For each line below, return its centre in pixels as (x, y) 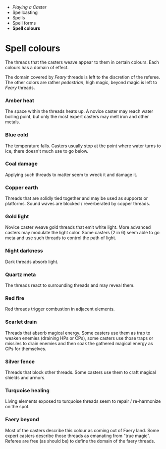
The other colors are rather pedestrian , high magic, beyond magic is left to (81, 82)
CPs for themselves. (26, 349)
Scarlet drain (21, 322)
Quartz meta (21, 274)
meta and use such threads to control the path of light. (61, 238)
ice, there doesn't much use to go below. (47, 151)
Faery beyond (22, 420)
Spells (19, 18)
